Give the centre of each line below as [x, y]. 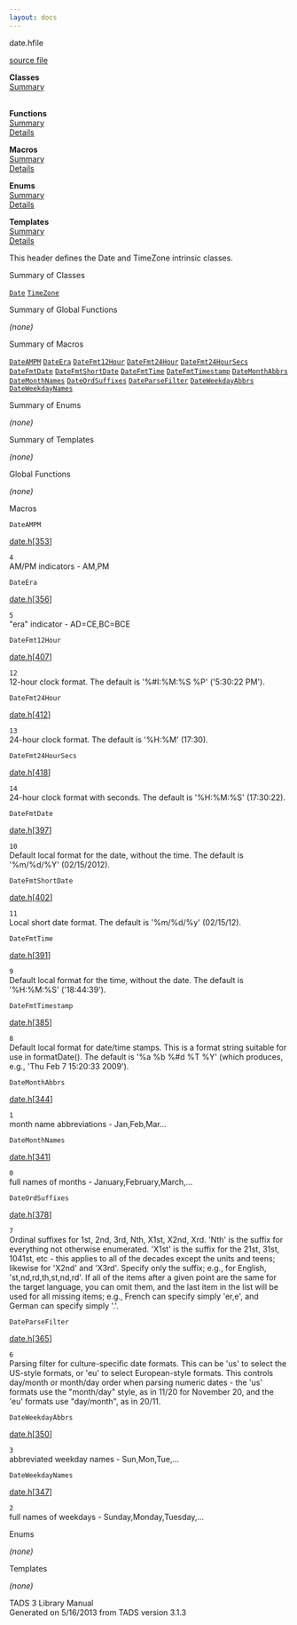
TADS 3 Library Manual [51, 1603]
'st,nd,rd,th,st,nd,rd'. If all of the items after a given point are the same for [143, 1277]
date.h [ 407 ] [31, 656]
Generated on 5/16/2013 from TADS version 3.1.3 [98, 1612]
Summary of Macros [47, 344]
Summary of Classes [47, 275]
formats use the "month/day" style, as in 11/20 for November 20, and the [142, 1391]
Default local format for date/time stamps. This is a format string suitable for [148, 1047]
